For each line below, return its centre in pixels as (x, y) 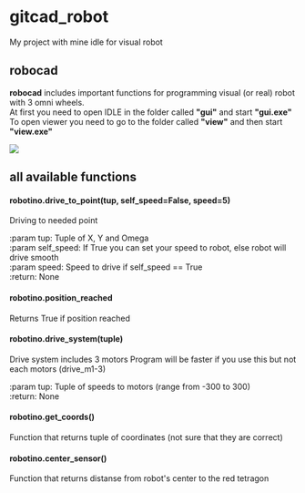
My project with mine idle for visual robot (86, 42)
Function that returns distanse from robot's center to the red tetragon (139, 478)
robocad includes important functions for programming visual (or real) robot (152, 92)
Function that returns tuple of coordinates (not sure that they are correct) (147, 437)
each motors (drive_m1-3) (58, 369)
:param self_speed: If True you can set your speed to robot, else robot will (148, 248)
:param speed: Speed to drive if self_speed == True (106, 267)
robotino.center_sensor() (58, 458)
